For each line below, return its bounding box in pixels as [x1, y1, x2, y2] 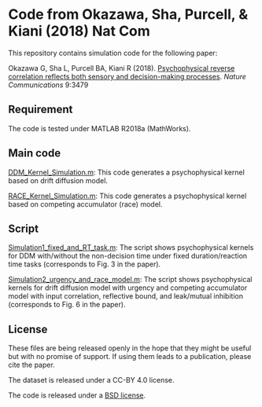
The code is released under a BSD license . [8, 390, 146, 400]
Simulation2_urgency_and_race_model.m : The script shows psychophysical [8, 275, 253, 284]
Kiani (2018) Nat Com [8, 22, 151, 40]
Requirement [8, 103, 73, 116]
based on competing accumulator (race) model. [8, 199, 163, 209]
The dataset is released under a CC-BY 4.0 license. [8, 376, 175, 385]
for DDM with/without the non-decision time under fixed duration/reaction [8, 251, 248, 261]
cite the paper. [8, 360, 55, 370]
